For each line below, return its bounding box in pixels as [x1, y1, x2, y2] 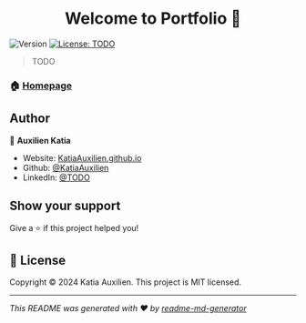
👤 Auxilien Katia [9, 135, 71, 146]
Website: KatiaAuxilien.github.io [22, 152, 142, 163]
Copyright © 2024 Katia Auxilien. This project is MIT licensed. [9, 277, 242, 288]
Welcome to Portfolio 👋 [65, 8, 241, 29]
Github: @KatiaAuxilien [22, 162, 109, 173]
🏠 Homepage [9, 79, 73, 92]
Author [9, 111, 50, 126]
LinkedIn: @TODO [22, 172, 91, 183]
